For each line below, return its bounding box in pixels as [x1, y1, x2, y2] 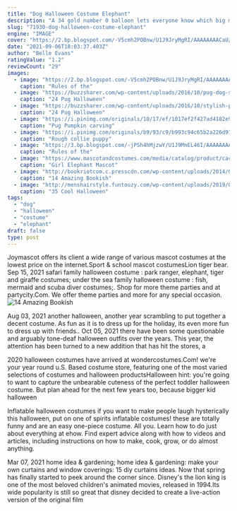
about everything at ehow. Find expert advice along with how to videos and [7, 429, 226, 438]
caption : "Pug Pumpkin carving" [20, 122, 115, 129]
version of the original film [7, 495, 83, 504]
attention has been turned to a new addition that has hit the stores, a [7, 342, 206, 351]
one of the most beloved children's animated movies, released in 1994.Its [7, 481, 220, 489]
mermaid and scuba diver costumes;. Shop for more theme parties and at [7, 283, 221, 292]
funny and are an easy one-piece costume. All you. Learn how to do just [7, 422, 217, 430]
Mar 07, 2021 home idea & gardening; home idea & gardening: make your [7, 458, 219, 466]
